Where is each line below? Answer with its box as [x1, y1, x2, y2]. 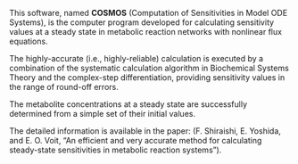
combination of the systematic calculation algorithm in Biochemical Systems [9, 62, 290, 73]
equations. [9, 36, 48, 46]
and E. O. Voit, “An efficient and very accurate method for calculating [9, 135, 262, 145]
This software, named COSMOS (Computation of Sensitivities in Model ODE [9, 8, 288, 18]
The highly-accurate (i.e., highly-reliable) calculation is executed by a [9, 53, 264, 63]
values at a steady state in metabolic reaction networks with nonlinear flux [9, 27, 283, 37]
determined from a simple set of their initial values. [9, 109, 196, 119]
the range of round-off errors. [9, 82, 119, 92]
